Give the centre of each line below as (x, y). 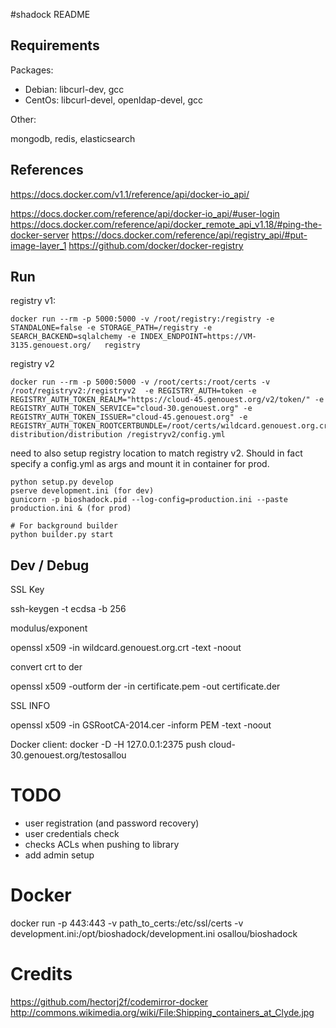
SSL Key (27, 590)
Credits (41, 974)
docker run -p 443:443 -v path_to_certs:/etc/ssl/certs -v (127, 923)
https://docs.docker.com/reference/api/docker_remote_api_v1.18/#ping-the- (166, 224)
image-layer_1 (38, 245)
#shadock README (50, 14)
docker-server (40, 235)
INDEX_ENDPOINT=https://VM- (198, 337)
